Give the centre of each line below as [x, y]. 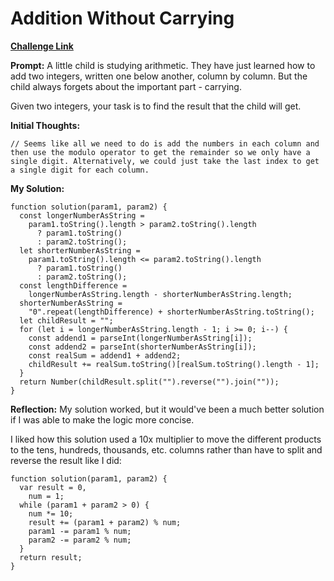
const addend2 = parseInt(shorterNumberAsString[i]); [142, 347]
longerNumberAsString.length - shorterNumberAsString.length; [160, 294]
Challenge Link [42, 46]
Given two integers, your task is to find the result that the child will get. [156, 106]
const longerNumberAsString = [82, 215]
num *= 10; [51, 513]
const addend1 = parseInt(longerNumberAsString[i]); [140, 338]
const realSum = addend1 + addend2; [105, 355]
